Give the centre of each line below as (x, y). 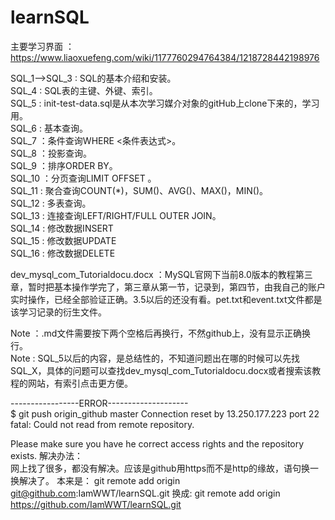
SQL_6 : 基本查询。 (49, 128)
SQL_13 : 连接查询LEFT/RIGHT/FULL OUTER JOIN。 (116, 215)
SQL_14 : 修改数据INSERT (62, 228)
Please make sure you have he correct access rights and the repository (157, 443)
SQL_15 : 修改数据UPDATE (63, 240)
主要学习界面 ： (42, 46)
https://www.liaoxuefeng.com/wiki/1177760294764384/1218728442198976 (165, 57)
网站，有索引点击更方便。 (80, 383)
